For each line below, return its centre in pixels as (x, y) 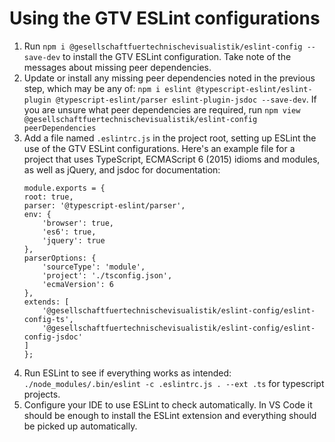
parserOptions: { (60, 258)
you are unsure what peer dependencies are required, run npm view (162, 109)
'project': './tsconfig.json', (107, 275)
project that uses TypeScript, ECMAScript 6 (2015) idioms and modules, (172, 159)
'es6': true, (69, 232)
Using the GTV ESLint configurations (165, 18)
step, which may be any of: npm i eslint (107, 88)
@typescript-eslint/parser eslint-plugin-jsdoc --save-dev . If (186, 99)
